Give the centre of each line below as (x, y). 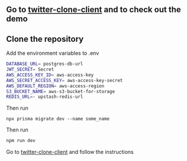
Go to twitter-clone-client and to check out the (94, 10)
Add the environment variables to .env (53, 53)
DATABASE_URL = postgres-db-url (45, 64)
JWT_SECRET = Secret (30, 70)
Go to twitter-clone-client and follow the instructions (70, 152)
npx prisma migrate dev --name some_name (58, 119)
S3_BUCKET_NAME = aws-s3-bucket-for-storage (61, 91)
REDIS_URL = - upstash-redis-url (45, 97)
